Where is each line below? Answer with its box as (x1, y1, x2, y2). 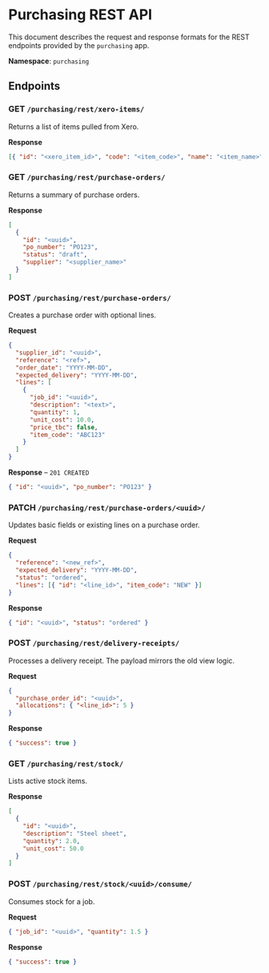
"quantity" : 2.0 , (22, 837, 81, 845)
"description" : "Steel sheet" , (22, 830, 127, 838)
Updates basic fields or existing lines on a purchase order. (8, 520, 200, 530)
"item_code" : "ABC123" (29, 430, 106, 438)
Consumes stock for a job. (8, 896, 95, 906)
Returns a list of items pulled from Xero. (8, 122, 139, 131)
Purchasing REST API (8, 6, 153, 24)
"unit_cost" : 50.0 (22, 844, 84, 853)
